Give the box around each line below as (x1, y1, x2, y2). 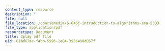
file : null (5, 16, 27, 21)
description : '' (5, 12, 38, 17)
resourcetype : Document (5, 30, 54, 34)
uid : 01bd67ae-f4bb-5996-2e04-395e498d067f (5, 39, 96, 44)
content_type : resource (5, 7, 54, 12)
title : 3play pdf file (5, 34, 52, 39)
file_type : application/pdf (5, 25, 63, 30)
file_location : (5, 20, 36, 26)
